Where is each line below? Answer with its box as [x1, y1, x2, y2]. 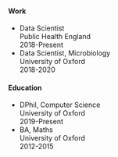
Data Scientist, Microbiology [19, 48, 111, 58]
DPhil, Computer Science [19, 100, 101, 109]
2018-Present [19, 40, 64, 50]
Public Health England [19, 32, 91, 41]
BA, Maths [19, 125, 53, 134]
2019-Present [19, 117, 64, 127]
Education [8, 83, 42, 92]
